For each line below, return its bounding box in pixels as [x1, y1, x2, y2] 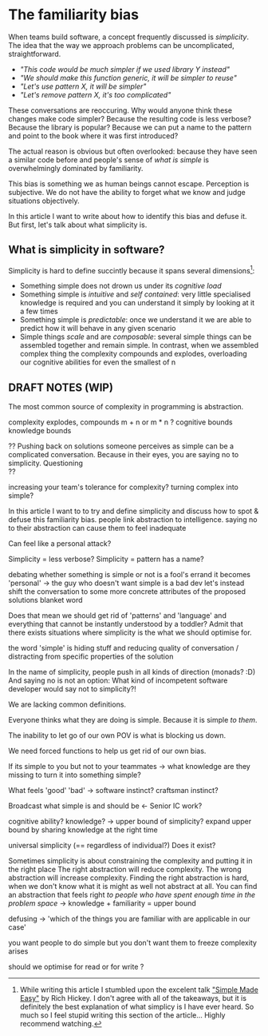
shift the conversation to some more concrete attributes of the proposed [8, 587, 246, 596]
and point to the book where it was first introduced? [8, 130, 179, 141]
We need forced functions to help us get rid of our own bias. [8, 746, 207, 756]
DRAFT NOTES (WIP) [8, 381, 114, 394]
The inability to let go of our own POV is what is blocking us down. [8, 731, 226, 740]
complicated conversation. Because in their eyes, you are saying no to [8, 450, 239, 460]
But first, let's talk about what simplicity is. [8, 220, 148, 229]
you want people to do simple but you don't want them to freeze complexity [8, 938, 258, 948]
